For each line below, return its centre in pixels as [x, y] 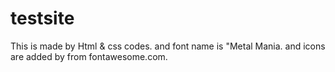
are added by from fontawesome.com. [89, 56]
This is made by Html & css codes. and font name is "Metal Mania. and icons [168, 46]
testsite [42, 18]
